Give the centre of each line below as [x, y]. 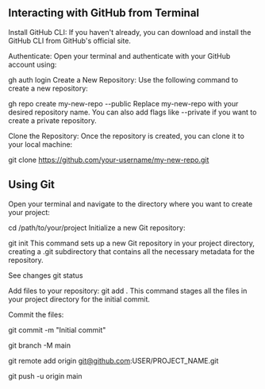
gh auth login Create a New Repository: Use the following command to [123, 79]
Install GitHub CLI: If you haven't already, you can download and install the [130, 32]
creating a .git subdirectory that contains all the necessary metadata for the [132, 251]
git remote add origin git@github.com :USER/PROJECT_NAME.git [113, 360]
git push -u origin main [45, 376]
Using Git [32, 185]
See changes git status [46, 275]
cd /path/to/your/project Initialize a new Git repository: [97, 227]
